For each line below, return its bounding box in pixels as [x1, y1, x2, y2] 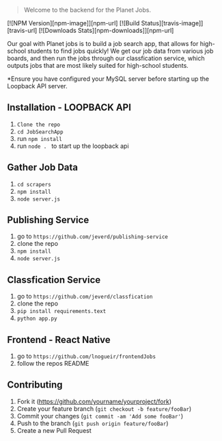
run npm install [16, 134, 63, 142]
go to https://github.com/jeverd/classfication [16, 292, 153, 301]
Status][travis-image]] [141, 19, 204, 27]
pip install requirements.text [16, 308, 107, 315]
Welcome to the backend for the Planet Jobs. [23, 6, 152, 14]
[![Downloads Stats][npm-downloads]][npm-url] [38, 27, 174, 34]
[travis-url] [7, 27, 38, 34]
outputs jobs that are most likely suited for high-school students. [7, 62, 189, 69]
